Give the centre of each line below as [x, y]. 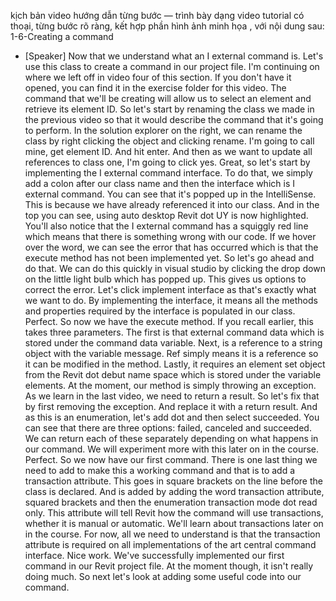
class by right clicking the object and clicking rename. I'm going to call [169, 141]
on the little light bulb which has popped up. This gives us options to [165, 279]
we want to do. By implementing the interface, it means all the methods [171, 300]
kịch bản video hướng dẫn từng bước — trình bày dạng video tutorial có [157, 15]
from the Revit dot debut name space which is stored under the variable [173, 374]
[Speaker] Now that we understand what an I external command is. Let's [174, 56]
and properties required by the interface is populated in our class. [160, 311]
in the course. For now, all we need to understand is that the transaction [172, 534]
